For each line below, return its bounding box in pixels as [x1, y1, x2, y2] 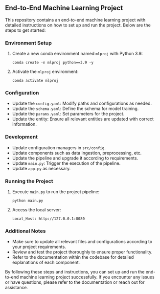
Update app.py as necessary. [12, 165, 71, 171]
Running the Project [5, 178, 53, 184]
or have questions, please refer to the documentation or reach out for [5, 279, 145, 285]
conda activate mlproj [12, 78, 59, 83]
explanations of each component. [12, 259, 80, 266]
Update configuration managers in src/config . [12, 144, 106, 151]
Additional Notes [5, 227, 46, 234]
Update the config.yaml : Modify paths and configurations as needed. [12, 100, 152, 107]
